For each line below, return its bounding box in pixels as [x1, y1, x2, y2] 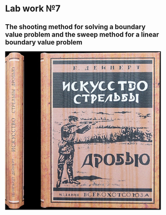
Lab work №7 [5, 3, 61, 14]
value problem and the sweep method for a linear [5, 30, 159, 38]
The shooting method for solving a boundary [5, 23, 146, 31]
